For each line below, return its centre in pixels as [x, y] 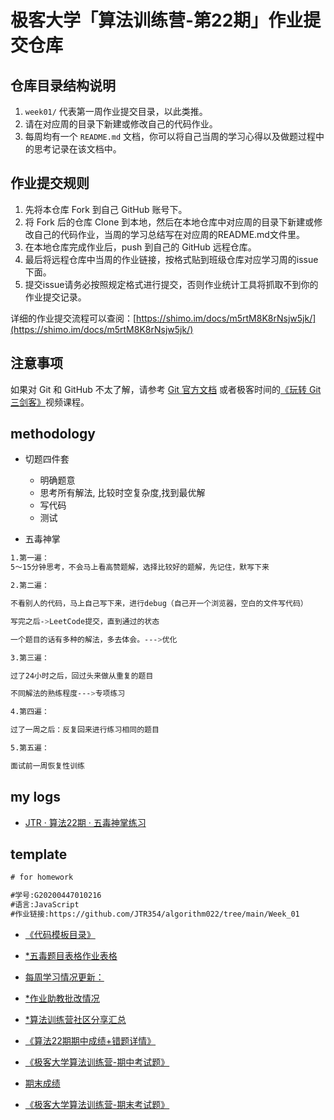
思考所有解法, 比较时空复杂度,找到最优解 [122, 493]
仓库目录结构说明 [63, 85]
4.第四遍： [30, 712]
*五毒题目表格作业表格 [71, 955]
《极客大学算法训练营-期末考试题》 [97, 1104]
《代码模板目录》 [60, 934]
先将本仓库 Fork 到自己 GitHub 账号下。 [106, 209]
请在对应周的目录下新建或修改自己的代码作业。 [121, 124]
